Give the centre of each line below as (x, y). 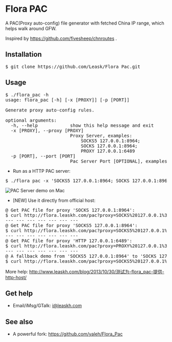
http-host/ (16, 277)
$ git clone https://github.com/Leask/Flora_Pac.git (73, 66)
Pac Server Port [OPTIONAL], (106, 161)
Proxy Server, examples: (101, 135)
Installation (24, 54)
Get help (19, 293)
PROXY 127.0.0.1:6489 (108, 151)
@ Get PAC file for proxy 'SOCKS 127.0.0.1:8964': (70, 210)
